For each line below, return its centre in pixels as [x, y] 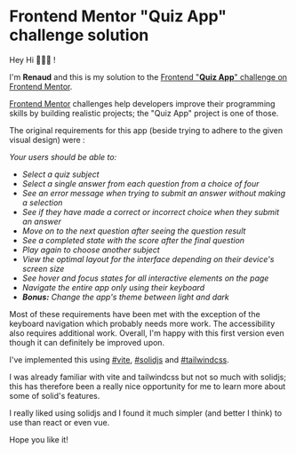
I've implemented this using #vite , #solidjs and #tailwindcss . [119, 359]
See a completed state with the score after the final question [133, 240]
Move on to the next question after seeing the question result [134, 231]
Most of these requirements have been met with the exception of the [135, 314]
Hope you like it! [39, 439]
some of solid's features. [55, 395]
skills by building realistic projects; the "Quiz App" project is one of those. [144, 113]
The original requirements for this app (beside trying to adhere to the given [146, 130]
